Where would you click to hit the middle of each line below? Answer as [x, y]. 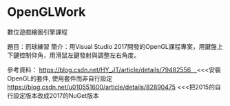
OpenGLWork [46, 12]
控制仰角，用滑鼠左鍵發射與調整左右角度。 [79, 55]
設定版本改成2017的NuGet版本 [56, 95]
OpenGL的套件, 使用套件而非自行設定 [60, 78]
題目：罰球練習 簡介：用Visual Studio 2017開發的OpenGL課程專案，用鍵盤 [112, 46]
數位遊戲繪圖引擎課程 [37, 32]
